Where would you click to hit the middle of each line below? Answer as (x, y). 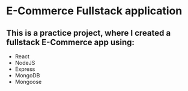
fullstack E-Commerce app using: (71, 42)
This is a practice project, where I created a (89, 33)
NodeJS (25, 63)
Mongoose (28, 82)
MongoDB (27, 75)
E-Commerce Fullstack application (94, 11)
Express (25, 69)
